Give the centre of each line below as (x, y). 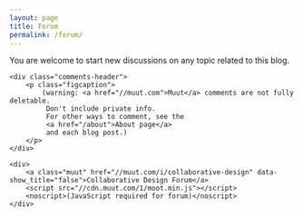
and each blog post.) (87, 133)
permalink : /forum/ (46, 35)
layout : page (34, 18)
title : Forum (34, 26)
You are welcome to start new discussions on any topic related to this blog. (150, 61)
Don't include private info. (101, 109)
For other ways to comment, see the (115, 117)
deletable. (30, 101)
